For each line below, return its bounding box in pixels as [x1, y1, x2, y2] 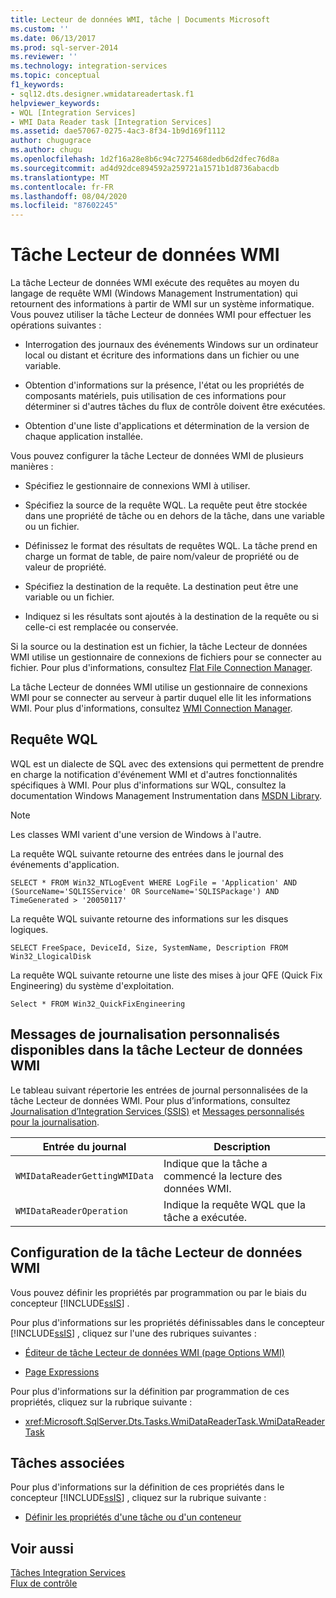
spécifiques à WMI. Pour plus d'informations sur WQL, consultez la [10, 779, 287, 791]
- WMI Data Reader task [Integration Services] [10, 117, 213, 127]
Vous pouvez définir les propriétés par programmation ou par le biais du [10, 1286, 307, 1298]
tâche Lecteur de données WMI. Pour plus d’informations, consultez [10, 1094, 292, 1106]
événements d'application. [10, 858, 120, 870]
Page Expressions [24, 1366, 100, 1378]
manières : [10, 461, 54, 473]
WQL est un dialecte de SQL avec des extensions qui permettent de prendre [10, 757, 325, 770]
